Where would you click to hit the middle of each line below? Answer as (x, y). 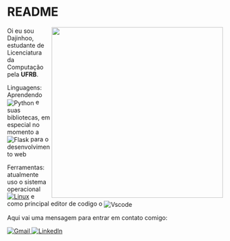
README (33, 12)
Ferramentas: (26, 167)
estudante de (26, 45)
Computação (25, 67)
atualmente (23, 175)
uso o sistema (27, 182)
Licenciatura (25, 53)
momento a (23, 132)
